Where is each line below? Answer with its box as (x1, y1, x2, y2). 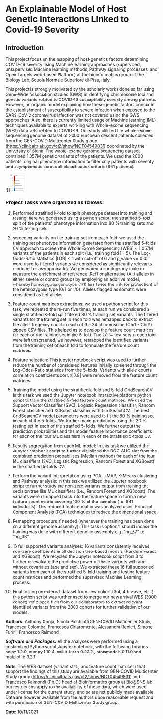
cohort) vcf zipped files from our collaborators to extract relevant (12, 599, 143, 605)
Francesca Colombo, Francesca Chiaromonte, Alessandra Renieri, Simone (5, 624, 153, 630)
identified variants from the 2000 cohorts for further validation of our (12, 604, 150, 610)
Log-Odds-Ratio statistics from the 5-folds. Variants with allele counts (12, 368, 152, 373)
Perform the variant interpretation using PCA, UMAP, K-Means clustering (12, 473, 158, 479)
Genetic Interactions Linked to (5, 14, 129, 25)
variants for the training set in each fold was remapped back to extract (12, 317, 153, 322)
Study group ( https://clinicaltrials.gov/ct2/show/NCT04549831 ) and (5, 674, 141, 680)
